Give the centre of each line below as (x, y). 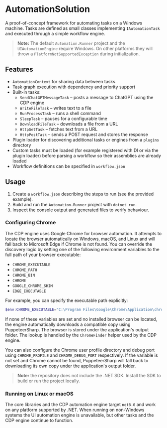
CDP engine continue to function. (39, 421)
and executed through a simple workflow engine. (55, 33)
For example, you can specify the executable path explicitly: (67, 300)
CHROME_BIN (24, 275)
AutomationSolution (48, 9)
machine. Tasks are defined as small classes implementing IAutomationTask (83, 28)
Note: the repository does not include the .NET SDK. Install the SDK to (89, 375)
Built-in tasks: (26, 92)
